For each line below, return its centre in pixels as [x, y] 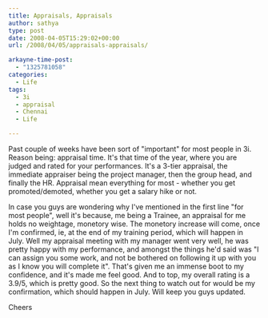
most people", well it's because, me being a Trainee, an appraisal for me [127, 215]
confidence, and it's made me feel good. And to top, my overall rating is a [129, 275]
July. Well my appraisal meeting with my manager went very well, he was [129, 241]
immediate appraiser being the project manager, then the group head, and [130, 174]
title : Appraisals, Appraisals [60, 16]
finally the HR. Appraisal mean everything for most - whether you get [122, 183]
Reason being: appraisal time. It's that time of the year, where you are [123, 157]
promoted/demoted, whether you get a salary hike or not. [103, 191]
